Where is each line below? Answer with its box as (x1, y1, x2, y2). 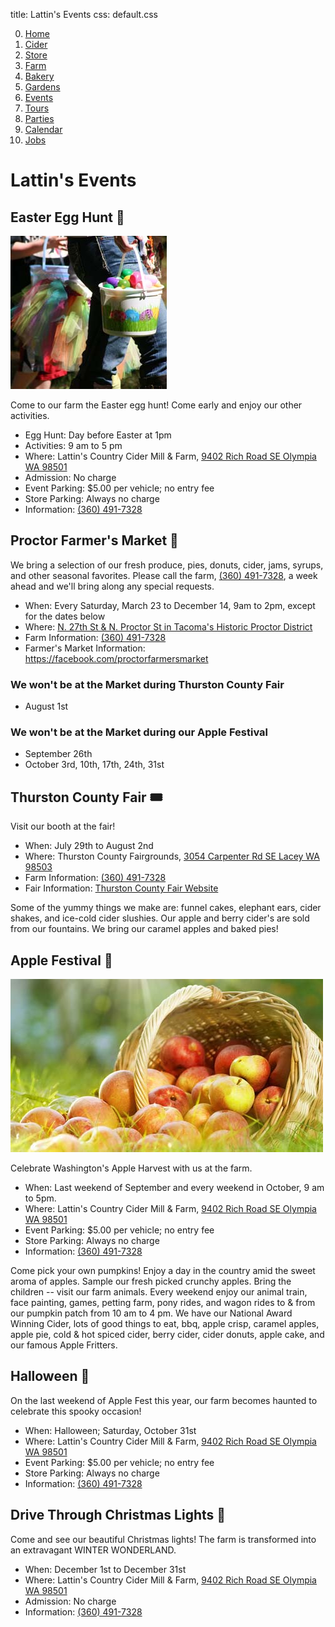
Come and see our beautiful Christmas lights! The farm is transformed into (10, 1533, 317, 1545)
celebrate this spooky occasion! (10, 1405, 142, 1417)
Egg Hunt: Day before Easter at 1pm (24, 429, 172, 441)
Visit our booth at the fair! (10, 820, 116, 833)
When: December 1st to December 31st (24, 1563, 187, 1575)
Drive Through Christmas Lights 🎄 (10, 1507, 227, 1524)
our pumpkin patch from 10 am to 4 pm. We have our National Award (10, 1307, 293, 1319)
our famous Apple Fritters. (10, 1339, 118, 1351)
